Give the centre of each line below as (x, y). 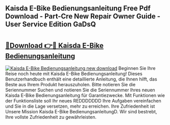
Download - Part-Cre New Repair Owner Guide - (83, 17)
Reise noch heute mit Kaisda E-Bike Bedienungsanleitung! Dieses (74, 74)
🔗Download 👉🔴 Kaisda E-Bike (54, 45)
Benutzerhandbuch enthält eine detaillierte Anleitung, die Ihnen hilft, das (81, 79)
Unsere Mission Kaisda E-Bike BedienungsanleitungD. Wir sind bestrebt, (81, 111)
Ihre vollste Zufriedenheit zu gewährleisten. (51, 117)
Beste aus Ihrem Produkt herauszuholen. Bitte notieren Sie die (70, 84)
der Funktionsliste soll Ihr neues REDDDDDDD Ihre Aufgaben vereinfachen (83, 101)
